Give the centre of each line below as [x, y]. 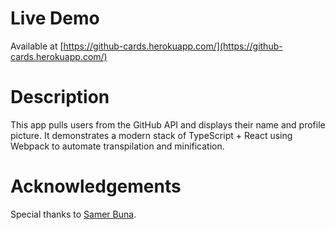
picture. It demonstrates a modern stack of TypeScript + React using [151, 135]
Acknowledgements [96, 186]
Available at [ [37, 46]
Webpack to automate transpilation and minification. [117, 146]
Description [60, 97]
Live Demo [55, 18]
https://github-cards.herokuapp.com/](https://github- [173, 46]
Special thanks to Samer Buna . [73, 214]
